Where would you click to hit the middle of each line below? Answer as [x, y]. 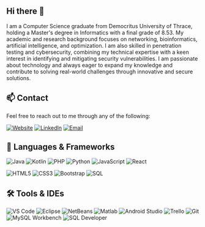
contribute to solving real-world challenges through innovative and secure [100, 72]
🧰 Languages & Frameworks [61, 147]
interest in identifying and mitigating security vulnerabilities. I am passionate [102, 58]
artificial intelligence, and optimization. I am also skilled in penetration [94, 45]
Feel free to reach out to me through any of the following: [78, 116]
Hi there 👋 [25, 11]
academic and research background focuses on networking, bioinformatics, [102, 39]
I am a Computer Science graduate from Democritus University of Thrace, [99, 26]
